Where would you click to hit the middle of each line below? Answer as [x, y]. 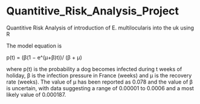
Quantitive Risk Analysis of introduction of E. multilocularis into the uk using [100, 28]
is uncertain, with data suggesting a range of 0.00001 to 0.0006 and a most [100, 88]
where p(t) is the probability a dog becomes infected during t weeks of [94, 69]
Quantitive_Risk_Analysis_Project [93, 11]
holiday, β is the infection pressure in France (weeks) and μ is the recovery [99, 75]
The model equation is [34, 46]
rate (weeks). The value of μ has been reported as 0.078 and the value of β [100, 82]
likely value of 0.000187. [36, 94]
